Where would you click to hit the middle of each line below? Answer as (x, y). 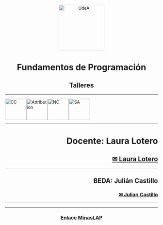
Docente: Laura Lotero (112, 141)
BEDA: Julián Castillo (126, 181)
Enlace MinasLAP (81, 217)
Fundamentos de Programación (81, 67)
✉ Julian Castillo (138, 195)
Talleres (81, 85)
